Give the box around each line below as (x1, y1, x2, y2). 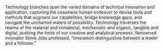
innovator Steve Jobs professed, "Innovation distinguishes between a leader (5, 35, 158, 41)
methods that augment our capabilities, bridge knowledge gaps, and (5, 15, 142, 20)
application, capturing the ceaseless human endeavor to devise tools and (5, 9, 152, 15)
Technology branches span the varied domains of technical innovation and (5, 4, 155, 10)
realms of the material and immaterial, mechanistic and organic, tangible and (5, 25, 159, 31)
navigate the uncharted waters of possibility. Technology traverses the (5, 19, 147, 25)
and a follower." (5, 40, 36, 46)
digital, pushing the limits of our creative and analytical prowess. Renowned (5, 30, 157, 35)
